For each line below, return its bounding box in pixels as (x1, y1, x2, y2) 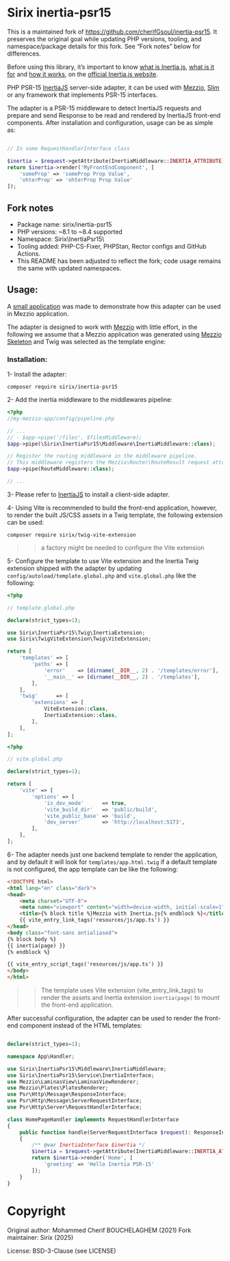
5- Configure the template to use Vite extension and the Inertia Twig (7, 556, 199, 565)
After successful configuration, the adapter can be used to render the (7, 1014, 203, 1023)
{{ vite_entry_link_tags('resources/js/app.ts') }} (19, 917, 170, 924)
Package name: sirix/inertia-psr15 (16, 220, 112, 228)
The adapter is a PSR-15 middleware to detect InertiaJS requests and (7, 104, 202, 112)
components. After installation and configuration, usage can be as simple (7, 118, 214, 126)
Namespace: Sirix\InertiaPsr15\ (16, 235, 105, 243)
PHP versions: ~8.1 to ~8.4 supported (16, 228, 123, 236)
